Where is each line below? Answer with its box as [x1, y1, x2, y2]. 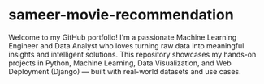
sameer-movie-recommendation [8, 6, 234, 24]
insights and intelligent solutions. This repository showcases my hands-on [8, 49, 257, 59]
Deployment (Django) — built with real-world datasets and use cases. [8, 66, 241, 76]
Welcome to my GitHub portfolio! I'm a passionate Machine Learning [8, 32, 237, 42]
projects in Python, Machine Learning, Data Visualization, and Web [8, 58, 232, 68]
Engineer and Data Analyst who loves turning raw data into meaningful [8, 40, 245, 50]
